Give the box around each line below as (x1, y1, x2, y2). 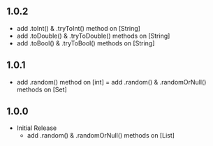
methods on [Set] (16, 85, 67, 94)
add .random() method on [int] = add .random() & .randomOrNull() (16, 78, 207, 86)
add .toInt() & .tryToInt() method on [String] (16, 24, 141, 32)
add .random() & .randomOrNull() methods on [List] (27, 131, 175, 140)
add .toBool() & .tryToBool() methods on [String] (16, 38, 155, 48)
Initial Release (16, 124, 57, 132)
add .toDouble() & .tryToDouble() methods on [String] (16, 31, 170, 40)
